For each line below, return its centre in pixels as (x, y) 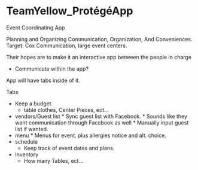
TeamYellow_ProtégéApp (70, 11)
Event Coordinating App (36, 28)
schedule (26, 141)
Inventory (27, 154)
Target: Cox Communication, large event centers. (67, 45)
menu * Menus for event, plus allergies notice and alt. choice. (90, 135)
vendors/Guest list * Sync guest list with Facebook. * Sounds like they (101, 116)
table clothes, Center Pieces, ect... (66, 110)
